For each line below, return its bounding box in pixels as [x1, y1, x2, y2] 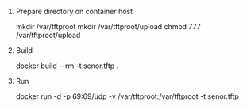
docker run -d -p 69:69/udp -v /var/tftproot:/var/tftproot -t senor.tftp [15, 92, 240, 101]
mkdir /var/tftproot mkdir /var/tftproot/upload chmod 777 [15, 22, 201, 31]
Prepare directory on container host [15, 7, 133, 16]
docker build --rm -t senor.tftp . [15, 61, 119, 70]
